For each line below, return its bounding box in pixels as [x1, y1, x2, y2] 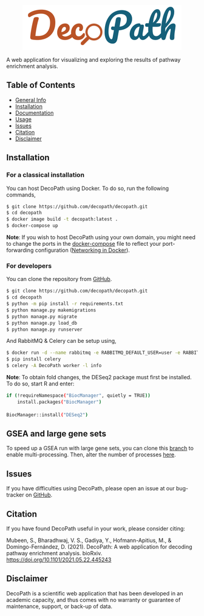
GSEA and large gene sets [6, 428, 106, 439]
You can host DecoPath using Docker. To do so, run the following [6, 184, 169, 192]
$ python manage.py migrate [6, 313, 78, 320]
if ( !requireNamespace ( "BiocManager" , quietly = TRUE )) [6, 393, 151, 399]
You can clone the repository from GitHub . [6, 276, 112, 283]
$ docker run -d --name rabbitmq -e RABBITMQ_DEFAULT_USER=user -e [6, 350, 181, 356]
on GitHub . [25, 491, 53, 499]
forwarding [6, 246, 34, 254]
